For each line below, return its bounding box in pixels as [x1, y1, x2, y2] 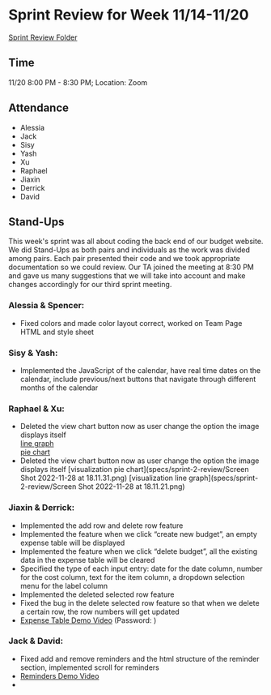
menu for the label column [19, 581, 108, 590]
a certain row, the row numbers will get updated [19, 607, 180, 616]
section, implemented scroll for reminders [19, 663, 159, 672]
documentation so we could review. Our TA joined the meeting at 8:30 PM [8, 262, 255, 272]
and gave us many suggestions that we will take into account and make [8, 271, 246, 281]
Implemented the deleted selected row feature [19, 590, 175, 599]
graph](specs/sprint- [188, 473, 259, 483]
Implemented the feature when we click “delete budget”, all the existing [19, 546, 258, 556]
